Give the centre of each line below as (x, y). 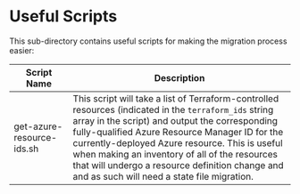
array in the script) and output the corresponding (175, 120)
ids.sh (26, 149)
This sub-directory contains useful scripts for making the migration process (148, 41)
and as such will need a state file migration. (163, 176)
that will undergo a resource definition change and (178, 165)
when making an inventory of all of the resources (175, 154)
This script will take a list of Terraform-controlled (176, 98)
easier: (22, 50)
